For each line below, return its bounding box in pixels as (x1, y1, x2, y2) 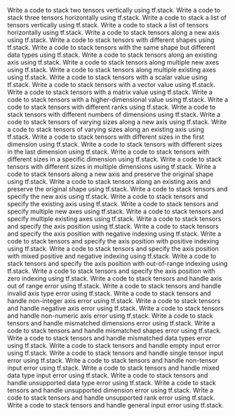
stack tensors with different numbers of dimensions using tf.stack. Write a (7, 110, 221, 119)
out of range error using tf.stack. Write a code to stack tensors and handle (7, 282, 222, 290)
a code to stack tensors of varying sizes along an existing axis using (7, 126, 205, 133)
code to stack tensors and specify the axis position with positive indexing (7, 237, 220, 245)
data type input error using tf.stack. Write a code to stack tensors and (7, 371, 208, 380)
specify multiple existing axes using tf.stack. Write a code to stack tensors (7, 215, 222, 223)
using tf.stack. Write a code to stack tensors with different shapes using (7, 36, 215, 44)
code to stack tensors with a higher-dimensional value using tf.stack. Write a (7, 95, 229, 104)
